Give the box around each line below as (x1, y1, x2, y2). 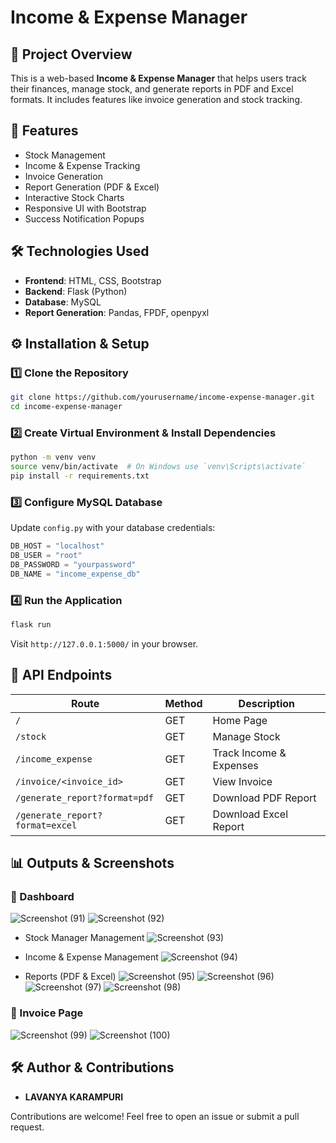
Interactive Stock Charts (24, 191, 125, 203)
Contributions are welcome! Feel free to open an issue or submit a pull (10, 1110, 300, 1122)
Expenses (212, 758, 259, 772)
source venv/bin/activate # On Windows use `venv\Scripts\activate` (10, 462, 307, 472)
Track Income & (212, 746, 287, 760)
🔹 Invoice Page (10, 1006, 84, 1020)
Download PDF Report (212, 791, 317, 805)
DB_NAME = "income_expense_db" (10, 569, 141, 579)
